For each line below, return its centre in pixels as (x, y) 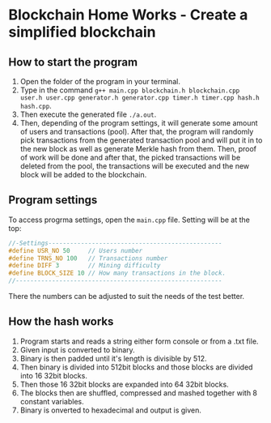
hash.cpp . (36, 106)
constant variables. (52, 401)
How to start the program (73, 62)
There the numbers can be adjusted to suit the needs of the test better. (127, 297)
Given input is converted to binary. (77, 349)
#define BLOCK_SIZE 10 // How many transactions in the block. (117, 273)
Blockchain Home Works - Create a (128, 15)
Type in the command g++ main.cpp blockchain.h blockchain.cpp (130, 90)
